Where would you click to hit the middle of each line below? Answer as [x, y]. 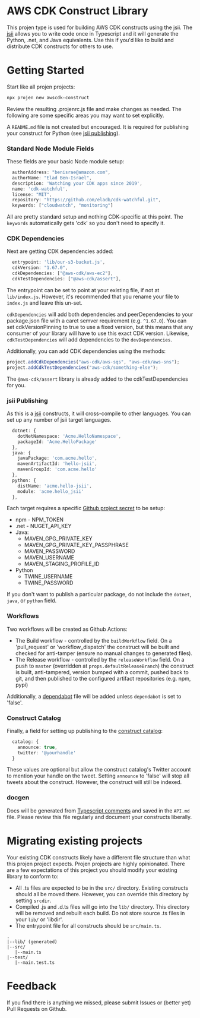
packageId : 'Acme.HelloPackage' [57, 442]
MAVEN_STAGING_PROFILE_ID [62, 564]
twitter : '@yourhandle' [47, 753]
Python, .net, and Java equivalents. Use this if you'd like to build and [90, 40]
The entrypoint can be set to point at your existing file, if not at [83, 290]
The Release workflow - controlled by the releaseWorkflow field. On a [100, 659]
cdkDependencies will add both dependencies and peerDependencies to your [100, 314]
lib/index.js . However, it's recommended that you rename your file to [93, 296]
